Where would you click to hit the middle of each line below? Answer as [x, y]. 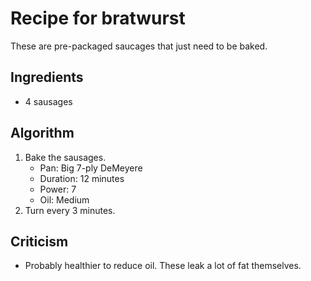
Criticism [39, 241]
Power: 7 [58, 189]
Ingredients [47, 77]
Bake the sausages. [65, 157]
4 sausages [48, 101]
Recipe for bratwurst [98, 18]
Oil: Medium [64, 199]
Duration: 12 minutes [82, 178]
